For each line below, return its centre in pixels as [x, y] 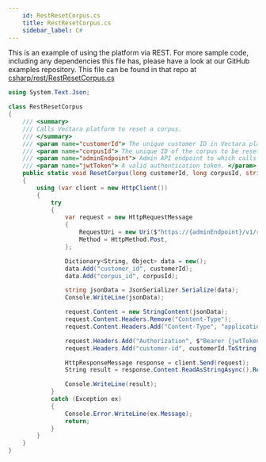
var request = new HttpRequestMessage [129, 218]
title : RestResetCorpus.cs [67, 23]
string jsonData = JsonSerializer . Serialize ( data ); [152, 290]
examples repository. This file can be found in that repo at [103, 70]
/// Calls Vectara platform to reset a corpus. [102, 129]
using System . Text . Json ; [49, 93]
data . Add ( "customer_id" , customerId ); [129, 269]
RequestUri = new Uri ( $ [118, 232]
